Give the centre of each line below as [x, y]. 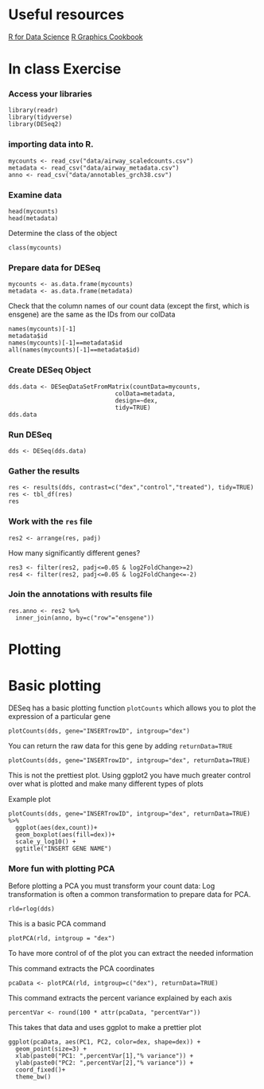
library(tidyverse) [41, 117]
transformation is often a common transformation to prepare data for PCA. [130, 894]
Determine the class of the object [63, 234]
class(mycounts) [35, 248]
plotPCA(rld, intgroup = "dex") [62, 938]
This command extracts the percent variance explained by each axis [120, 998]
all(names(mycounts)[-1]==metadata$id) [74, 350]
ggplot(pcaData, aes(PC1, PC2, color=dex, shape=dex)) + [105, 1042]
